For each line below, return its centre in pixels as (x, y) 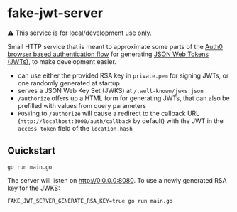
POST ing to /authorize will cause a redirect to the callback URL (109, 113)
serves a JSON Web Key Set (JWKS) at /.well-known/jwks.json (110, 90)
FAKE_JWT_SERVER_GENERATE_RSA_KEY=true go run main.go (90, 201)
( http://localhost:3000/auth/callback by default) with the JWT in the (120, 121)
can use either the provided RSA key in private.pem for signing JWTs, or (123, 75)
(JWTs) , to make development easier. (62, 61)
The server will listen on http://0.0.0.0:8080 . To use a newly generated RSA (117, 180)
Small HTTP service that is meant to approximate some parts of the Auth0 (115, 46)
